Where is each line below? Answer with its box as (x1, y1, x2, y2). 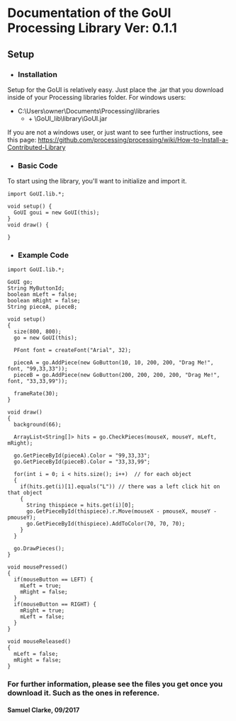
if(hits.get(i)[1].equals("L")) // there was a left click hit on (20, 483, 220, 490)
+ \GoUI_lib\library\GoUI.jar (28, 114, 108, 123)
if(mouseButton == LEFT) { (13, 576, 94, 584)
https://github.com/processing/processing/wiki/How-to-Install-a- (38, 135, 229, 144)
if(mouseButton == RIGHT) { (13, 601, 97, 608)
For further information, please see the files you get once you (7, 679, 223, 689)
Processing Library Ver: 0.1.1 (7, 20, 177, 36)
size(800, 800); (13, 328, 62, 336)
